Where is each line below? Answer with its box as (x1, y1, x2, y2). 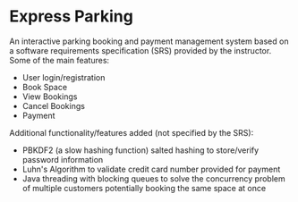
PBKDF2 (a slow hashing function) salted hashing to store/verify (21, 145, 260, 156)
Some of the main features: (9, 55, 110, 65)
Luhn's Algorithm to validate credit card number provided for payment (21, 164, 281, 174)
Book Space (21, 81, 68, 92)
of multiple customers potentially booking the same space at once (21, 182, 267, 193)
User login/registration (21, 72, 106, 82)
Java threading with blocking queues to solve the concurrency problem (21, 173, 286, 184)
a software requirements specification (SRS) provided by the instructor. (9, 45, 272, 55)
